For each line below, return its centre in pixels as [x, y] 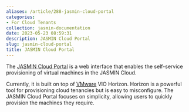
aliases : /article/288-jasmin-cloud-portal [60, 11]
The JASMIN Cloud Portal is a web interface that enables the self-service [95, 66]
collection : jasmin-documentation [48, 28]
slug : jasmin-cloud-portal [39, 45]
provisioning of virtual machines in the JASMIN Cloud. [71, 72]
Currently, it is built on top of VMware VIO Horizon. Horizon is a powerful [94, 84]
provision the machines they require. [50, 103]
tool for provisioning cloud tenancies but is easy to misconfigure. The [90, 90]
